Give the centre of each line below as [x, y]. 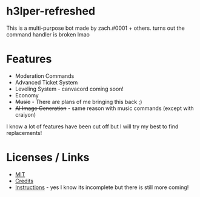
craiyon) [25, 114]
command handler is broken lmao [48, 34]
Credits [24, 181]
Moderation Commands [45, 76]
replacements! [24, 133]
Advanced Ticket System [46, 82]
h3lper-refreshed [51, 11]
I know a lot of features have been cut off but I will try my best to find [92, 126]
